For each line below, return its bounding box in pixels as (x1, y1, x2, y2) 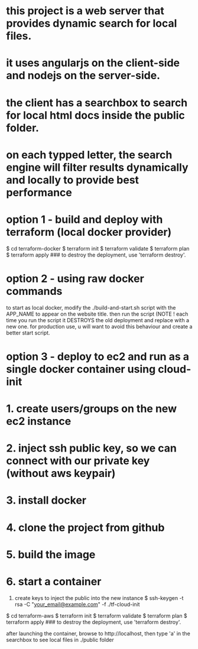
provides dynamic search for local (6, 17, 177, 30)
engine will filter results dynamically (6, 161, 189, 174)
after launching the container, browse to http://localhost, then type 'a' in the (6, 629, 190, 637)
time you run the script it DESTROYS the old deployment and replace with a (6, 316, 189, 323)
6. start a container (6, 575, 102, 588)
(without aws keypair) (6, 467, 116, 480)
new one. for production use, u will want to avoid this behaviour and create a (6, 323, 193, 330)
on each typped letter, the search (6, 148, 173, 161)
